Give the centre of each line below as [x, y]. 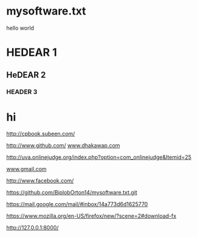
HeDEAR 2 [26, 75]
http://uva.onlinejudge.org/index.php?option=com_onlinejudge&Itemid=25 [99, 157]
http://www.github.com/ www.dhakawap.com [63, 145]
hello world [20, 28]
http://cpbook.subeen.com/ [41, 134]
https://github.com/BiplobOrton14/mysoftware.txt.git [72, 193]
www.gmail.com [26, 169]
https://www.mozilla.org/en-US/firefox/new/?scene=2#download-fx [91, 216]
